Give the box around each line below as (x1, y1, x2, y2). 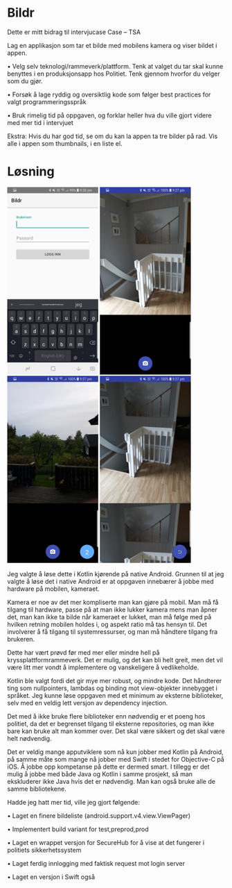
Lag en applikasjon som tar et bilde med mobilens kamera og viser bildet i (7, 41, 217, 49)
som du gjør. (7, 76, 43, 85)
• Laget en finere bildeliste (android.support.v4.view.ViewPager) (7, 812, 191, 820)
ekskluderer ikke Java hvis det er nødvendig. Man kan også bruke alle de (7, 778, 216, 786)
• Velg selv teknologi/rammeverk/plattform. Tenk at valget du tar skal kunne (7, 62, 224, 70)
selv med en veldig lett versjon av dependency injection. (7, 699, 168, 707)
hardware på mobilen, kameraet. (7, 585, 100, 593)
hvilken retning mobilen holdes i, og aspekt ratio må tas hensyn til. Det (7, 620, 208, 629)
